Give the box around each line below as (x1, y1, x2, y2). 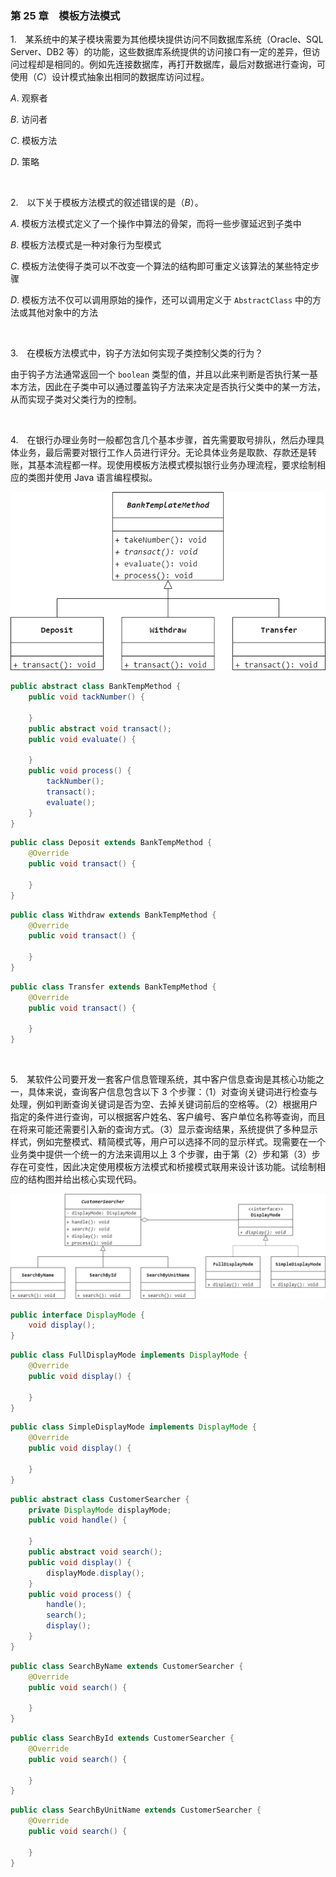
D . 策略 (10, 156, 40, 168)
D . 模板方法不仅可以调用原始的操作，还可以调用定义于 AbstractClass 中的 (10, 294, 313, 306)
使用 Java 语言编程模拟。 (53, 472, 158, 484)
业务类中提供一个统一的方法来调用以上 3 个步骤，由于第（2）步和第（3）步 (10, 1148, 321, 1161)
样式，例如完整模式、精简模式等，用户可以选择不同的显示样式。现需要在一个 (10, 1136, 326, 1148)
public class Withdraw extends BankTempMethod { (10, 910, 217, 920)
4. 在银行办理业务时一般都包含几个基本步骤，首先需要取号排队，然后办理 (10, 434, 317, 446)
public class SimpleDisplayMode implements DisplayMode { (10, 1422, 257, 1432)
